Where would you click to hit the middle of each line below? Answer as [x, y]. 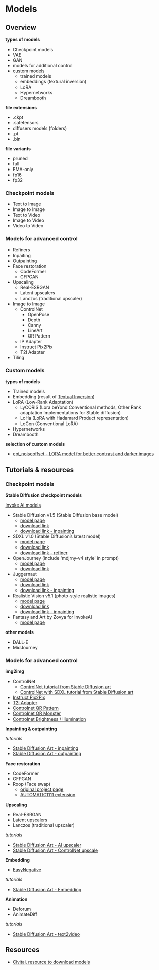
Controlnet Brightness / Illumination [49, 719]
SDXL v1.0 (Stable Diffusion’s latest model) [57, 536]
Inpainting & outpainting [31, 729]
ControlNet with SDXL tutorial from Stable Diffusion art [77, 692]
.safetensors [25, 123]
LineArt [35, 330]
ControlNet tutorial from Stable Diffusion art [65, 687]
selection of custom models [35, 444]
